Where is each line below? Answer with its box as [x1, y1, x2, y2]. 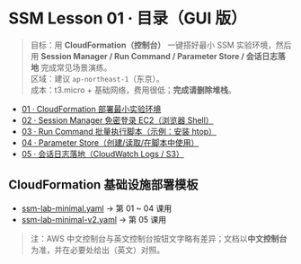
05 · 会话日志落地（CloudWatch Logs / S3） [21, 148, 185, 159]
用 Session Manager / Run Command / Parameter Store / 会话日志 [30, 50, 279, 61]
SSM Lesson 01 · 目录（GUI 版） [8, 8, 248, 29]
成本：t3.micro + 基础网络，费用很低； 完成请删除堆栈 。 [30, 84, 236, 95]
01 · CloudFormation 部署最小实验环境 [21, 103, 162, 114]
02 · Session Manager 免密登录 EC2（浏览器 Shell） [21, 114, 214, 126]
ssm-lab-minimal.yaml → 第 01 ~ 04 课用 [21, 203, 173, 214]
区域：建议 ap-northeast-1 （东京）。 [30, 73, 164, 84]
